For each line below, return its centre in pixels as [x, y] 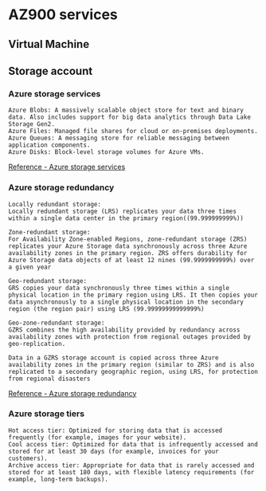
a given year [30, 267]
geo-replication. [37, 344]
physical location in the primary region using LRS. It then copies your [133, 295]
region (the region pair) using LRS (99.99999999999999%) [106, 308]
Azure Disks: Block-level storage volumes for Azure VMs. [106, 152]
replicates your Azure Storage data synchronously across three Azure [128, 246]
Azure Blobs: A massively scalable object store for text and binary [126, 110]
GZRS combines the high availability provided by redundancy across [124, 330]
